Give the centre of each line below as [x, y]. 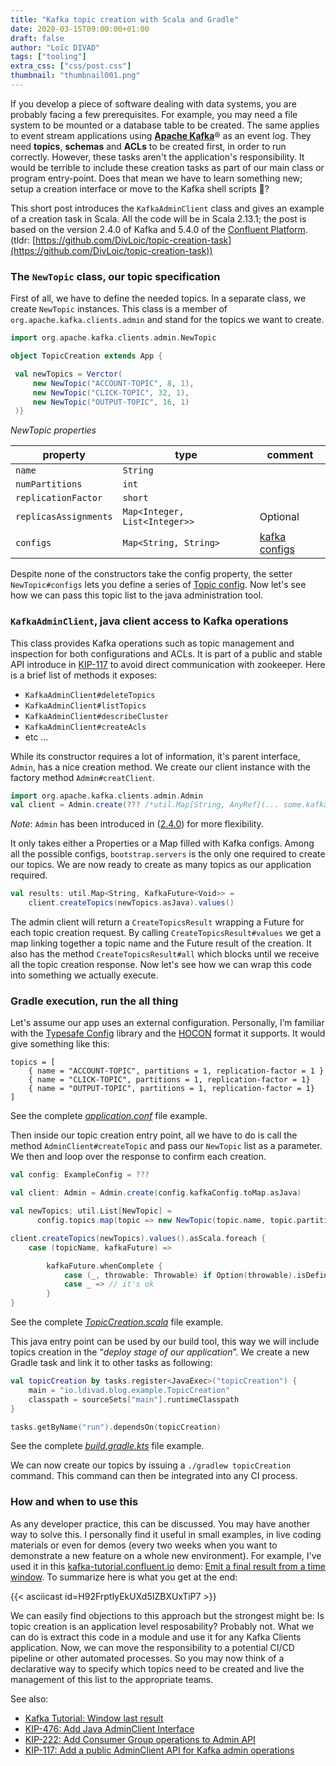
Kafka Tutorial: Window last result [94, 1718]
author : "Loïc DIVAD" [55, 47]
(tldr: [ [23, 240]
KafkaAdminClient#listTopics [85, 706]
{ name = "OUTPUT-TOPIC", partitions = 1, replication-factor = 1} [171, 1089]
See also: [29, 1698]
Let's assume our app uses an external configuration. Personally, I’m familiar [167, 1023]
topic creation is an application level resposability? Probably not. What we [162, 1626]
